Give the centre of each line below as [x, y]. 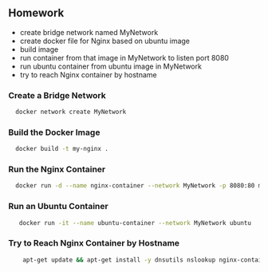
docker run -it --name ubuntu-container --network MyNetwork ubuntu [135, 223]
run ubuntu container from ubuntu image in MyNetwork [110, 66]
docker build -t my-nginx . [62, 149]
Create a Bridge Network [57, 95]
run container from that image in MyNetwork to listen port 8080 [124, 57]
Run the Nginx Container [57, 169]
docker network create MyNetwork [71, 112]
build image [39, 49]
